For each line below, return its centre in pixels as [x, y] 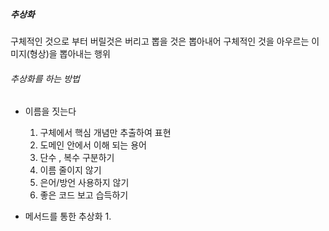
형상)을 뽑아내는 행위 [70, 53]
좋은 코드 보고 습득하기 [84, 195]
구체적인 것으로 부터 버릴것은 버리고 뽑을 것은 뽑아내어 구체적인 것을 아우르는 [160, 41]
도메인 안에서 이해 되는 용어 [93, 145]
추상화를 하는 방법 [45, 78]
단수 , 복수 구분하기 [77, 158]
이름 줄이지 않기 [70, 170]
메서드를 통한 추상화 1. [68, 216]
